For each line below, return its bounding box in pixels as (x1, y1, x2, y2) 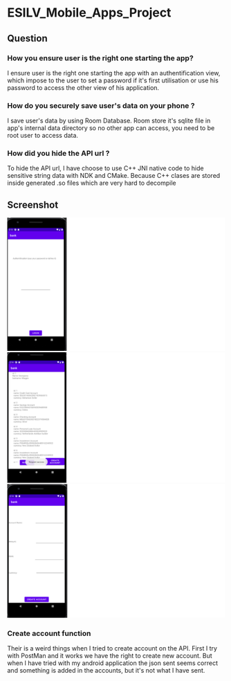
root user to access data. (7, 131, 78, 140)
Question (7, 33, 48, 44)
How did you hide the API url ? (7, 149, 110, 158)
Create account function (7, 628, 91, 638)
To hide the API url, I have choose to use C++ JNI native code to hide (7, 164, 204, 172)
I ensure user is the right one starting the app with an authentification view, (7, 69, 221, 77)
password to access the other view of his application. (7, 83, 160, 91)
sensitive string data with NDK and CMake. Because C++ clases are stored (7, 172, 221, 180)
